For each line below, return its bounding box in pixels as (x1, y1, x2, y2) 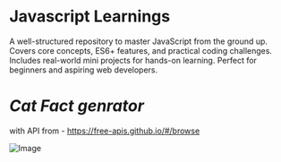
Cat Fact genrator (9, 96, 145, 116)
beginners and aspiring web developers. (9, 64, 158, 75)
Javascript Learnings (9, 6, 171, 27)
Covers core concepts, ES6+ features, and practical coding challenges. (9, 45, 273, 55)
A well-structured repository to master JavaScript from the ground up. (9, 36, 268, 47)
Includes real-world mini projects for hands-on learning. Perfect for (9, 55, 258, 65)
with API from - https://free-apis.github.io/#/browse (9, 125, 200, 136)
